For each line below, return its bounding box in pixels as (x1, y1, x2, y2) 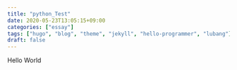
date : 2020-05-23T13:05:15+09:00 (7, 17, 106, 24)
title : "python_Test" (7, 10, 71, 18)
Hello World (7, 56, 42, 64)
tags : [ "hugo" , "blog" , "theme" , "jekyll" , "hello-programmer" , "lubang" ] (7, 30, 232, 37)
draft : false (7, 37, 46, 44)
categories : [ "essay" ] (7, 23, 74, 30)
